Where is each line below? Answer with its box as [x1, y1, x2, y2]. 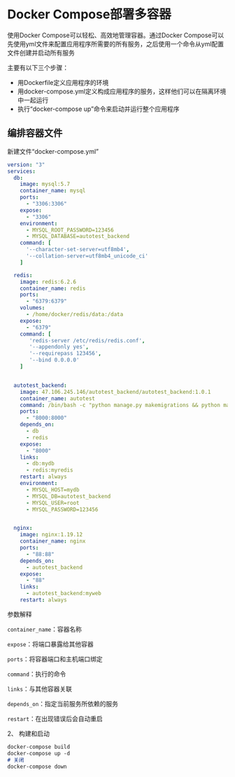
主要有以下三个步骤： [7, 63, 69, 72]
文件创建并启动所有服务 [7, 48, 75, 57]
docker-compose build [7, 743, 71, 750]
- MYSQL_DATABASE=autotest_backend [25, 233, 130, 240]
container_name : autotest [20, 394, 96, 402]
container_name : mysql [20, 187, 86, 194]
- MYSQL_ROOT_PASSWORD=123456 [25, 226, 114, 234]
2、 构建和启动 [7, 729, 50, 738]
